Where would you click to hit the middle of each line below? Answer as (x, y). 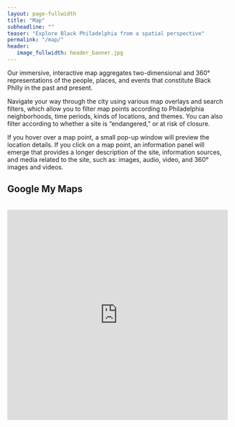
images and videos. (36, 167)
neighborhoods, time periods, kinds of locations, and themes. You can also (115, 116)
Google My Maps (45, 189)
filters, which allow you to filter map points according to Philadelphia (106, 109)
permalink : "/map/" (36, 40)
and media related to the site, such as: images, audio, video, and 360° (108, 159)
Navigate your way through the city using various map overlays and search (115, 101)
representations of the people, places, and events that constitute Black (109, 80)
